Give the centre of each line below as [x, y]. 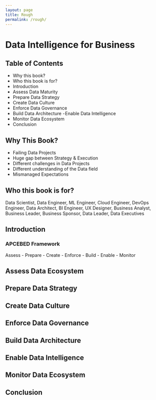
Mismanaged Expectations [41, 174]
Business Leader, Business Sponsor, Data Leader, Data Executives [75, 214]
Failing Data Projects [34, 153]
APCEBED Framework [33, 244]
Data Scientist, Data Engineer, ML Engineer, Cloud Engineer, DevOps [77, 203]
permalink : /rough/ [26, 19]
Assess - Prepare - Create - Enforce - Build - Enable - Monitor [71, 255]
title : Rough [19, 15]
